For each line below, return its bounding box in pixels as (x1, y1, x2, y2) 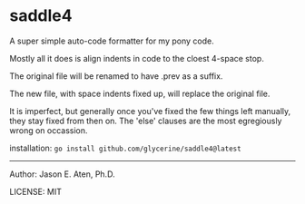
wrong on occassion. (9, 124, 88, 136)
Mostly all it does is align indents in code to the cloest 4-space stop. (9, 53, 265, 63)
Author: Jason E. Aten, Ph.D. (9, 169, 115, 180)
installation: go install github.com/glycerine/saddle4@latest (9, 142, 242, 153)
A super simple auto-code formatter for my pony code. (9, 35, 215, 46)
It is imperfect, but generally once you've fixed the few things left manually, (9, 105, 291, 116)
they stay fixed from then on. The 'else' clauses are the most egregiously (9, 115, 282, 126)
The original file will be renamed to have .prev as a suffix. (9, 70, 223, 82)
